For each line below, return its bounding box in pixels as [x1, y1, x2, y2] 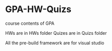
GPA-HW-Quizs [5, 4, 72, 15]
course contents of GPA [5, 20, 55, 26]
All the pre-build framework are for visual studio [5, 39, 104, 46]
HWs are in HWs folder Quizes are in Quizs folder [5, 30, 107, 36]
